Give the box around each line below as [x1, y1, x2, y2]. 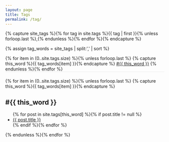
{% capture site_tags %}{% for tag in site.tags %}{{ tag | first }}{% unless [5, 31, 158, 37]
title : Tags [5, 12, 30, 17]
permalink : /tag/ [5, 17, 42, 22]
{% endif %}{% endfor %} [12, 122, 67, 128]
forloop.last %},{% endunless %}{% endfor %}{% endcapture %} [5, 36, 142, 42]
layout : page [5, 7, 33, 13]
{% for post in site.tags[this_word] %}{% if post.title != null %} [12, 111, 142, 117]
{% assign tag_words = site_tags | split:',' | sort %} [5, 46, 110, 52]
